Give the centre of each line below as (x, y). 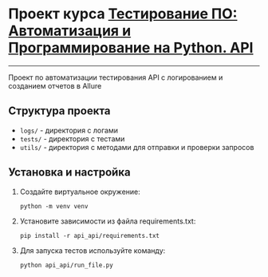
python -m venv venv (54, 206)
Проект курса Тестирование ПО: (123, 14)
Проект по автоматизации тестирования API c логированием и (116, 77)
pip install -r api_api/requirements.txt (89, 235)
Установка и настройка (69, 172)
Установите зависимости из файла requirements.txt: (108, 221)
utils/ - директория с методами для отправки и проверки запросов (137, 147)
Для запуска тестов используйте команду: (93, 250)
